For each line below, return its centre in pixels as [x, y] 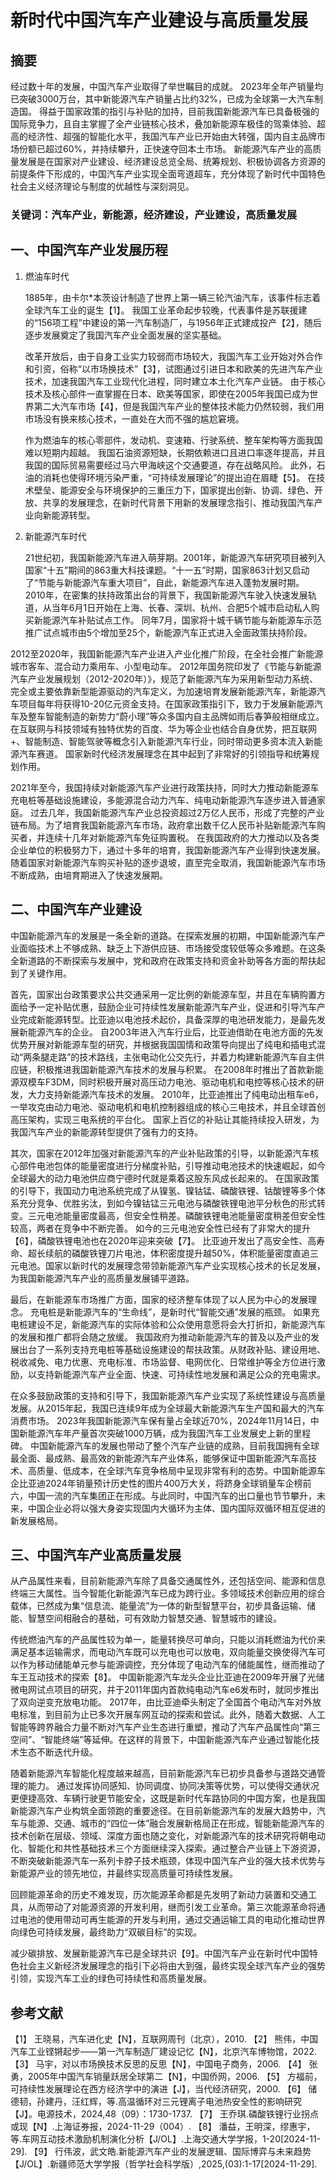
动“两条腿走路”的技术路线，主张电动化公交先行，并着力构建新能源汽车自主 [163, 1057]
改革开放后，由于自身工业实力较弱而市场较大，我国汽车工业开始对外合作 [173, 356]
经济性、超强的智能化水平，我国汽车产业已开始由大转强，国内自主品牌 [172, 136]
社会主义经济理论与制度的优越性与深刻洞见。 [102, 186]
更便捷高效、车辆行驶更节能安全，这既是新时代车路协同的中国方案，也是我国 [168, 1798]
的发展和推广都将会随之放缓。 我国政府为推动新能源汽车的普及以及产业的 [160, 1337]
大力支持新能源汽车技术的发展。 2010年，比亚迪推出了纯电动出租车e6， [175, 1094]
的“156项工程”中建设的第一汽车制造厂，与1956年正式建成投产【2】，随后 [173, 322]
